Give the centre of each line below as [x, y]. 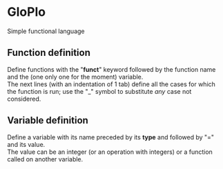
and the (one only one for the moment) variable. [75, 77]
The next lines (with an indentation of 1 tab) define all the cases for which [111, 84]
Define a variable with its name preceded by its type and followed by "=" [111, 137]
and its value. [26, 144]
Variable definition [48, 120]
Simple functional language [46, 31]
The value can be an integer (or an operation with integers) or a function [110, 152]
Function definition [49, 53]
